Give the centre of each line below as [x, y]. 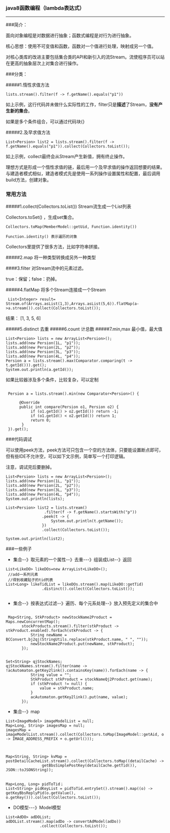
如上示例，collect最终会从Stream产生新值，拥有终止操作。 [67, 157]
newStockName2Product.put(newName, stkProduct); [83, 644]
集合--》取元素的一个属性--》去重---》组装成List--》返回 [72, 559]
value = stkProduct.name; [67, 688]
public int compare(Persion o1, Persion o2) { [69, 407]
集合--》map [26, 711]
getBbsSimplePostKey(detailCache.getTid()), [89, 765]
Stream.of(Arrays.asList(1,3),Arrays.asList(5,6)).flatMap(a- [72, 304]
